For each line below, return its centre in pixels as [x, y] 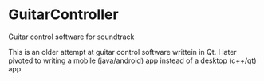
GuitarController [63, 15]
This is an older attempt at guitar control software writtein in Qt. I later [122, 52]
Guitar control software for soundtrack [71, 37]
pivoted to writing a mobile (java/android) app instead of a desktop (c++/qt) [132, 60]
